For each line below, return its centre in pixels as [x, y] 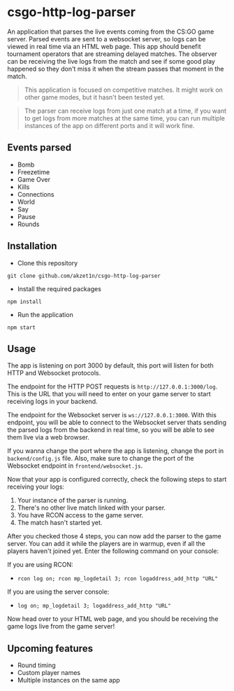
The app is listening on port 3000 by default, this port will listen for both [111, 365]
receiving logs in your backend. [52, 402]
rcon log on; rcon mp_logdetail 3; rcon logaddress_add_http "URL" [117, 579]
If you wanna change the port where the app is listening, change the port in [116, 451]
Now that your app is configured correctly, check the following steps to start [117, 480]
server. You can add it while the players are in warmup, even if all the [107, 544]
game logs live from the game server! [61, 627]
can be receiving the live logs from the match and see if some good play [111, 61]
